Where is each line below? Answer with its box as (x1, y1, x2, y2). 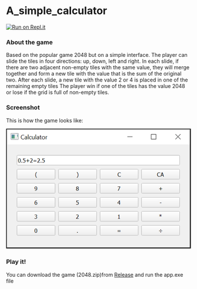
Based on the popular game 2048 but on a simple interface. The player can (6, 52, 188, 59)
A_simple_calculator (6, 4, 107, 18)
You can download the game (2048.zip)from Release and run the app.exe (6, 271, 184, 278)
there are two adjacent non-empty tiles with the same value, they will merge (6, 64, 190, 71)
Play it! (6, 258, 26, 266)
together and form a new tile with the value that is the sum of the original (6, 70, 182, 77)
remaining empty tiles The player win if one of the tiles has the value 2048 (6, 83, 186, 90)
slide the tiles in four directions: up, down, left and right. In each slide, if (6, 57, 179, 65)
